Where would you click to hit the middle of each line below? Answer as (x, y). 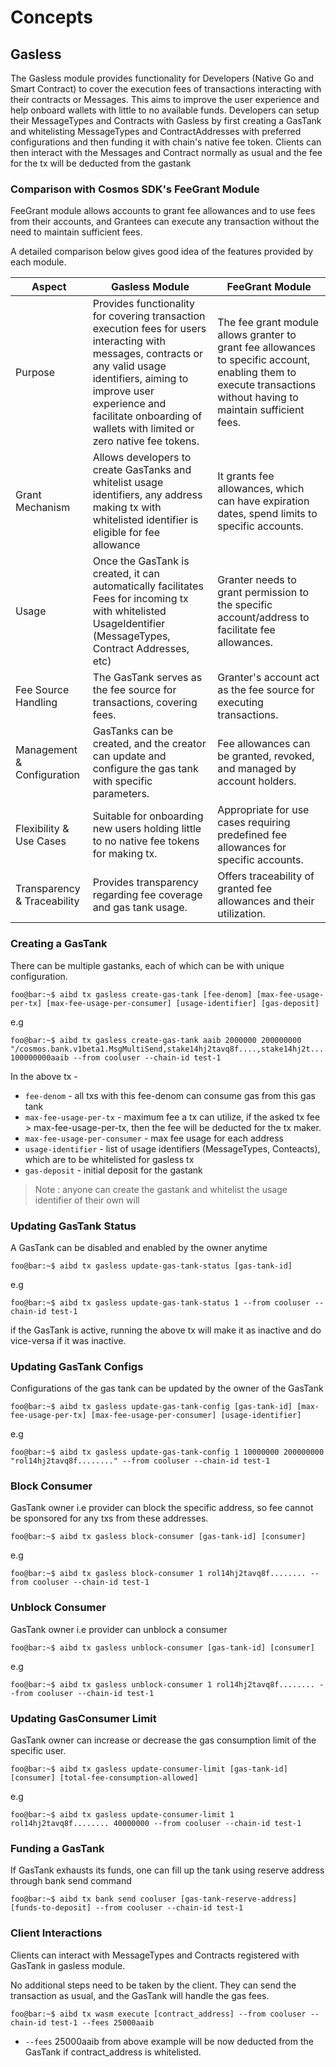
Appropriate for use (263, 810)
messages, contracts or (148, 354)
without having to (258, 398)
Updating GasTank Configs (77, 1366)
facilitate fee (246, 630)
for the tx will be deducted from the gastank (101, 163)
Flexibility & (42, 829)
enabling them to (257, 373)
